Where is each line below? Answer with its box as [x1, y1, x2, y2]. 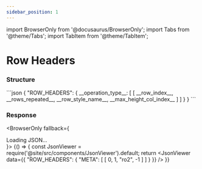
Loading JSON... [6, 137, 47, 144]
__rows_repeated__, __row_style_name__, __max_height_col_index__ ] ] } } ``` [6, 96, 197, 103]
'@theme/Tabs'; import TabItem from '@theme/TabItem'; [6, 32, 148, 40]
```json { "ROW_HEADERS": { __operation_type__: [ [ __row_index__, [6, 89, 173, 96]
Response [6, 111, 37, 120]
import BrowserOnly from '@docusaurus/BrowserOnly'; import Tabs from [6, 26, 190, 33]
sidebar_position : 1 [6, 9, 59, 15]
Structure [6, 75, 35, 84]
